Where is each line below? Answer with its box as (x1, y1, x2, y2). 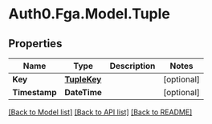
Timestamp (12, 87, 58, 98)
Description (109, 61, 156, 71)
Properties (8, 37, 63, 50)
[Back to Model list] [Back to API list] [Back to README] (8, 107, 193, 117)
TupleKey (64, 74, 102, 85)
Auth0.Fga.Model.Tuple (8, 5, 170, 23)
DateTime (64, 87, 103, 98)
